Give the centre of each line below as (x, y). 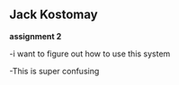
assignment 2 (36, 36)
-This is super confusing (54, 71)
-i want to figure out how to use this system (90, 54)
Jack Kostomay (54, 15)
